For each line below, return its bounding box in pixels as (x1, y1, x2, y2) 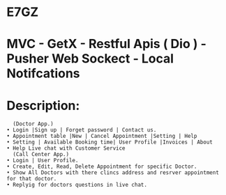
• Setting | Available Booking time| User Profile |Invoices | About (6, 139, 213, 146)
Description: (6, 97, 80, 114)
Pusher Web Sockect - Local (6, 51, 174, 67)
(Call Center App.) (13, 151, 70, 158)
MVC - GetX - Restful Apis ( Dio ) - (6, 36, 207, 52)
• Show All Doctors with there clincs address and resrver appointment (6, 169, 219, 176)
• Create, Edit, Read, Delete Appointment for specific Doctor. (6, 163, 197, 171)
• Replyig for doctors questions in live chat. (6, 182, 148, 189)
